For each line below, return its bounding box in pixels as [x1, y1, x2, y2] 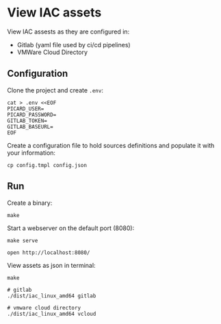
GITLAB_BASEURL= [7, 123, 53, 130]
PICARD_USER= [7, 105, 44, 112]
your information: [7, 149, 56, 157]
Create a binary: [7, 199, 53, 207]
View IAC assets [7, 5, 102, 21]
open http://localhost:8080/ [7, 249, 90, 256]
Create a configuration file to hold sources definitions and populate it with [7, 141, 215, 149]
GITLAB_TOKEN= [7, 117, 48, 124]
